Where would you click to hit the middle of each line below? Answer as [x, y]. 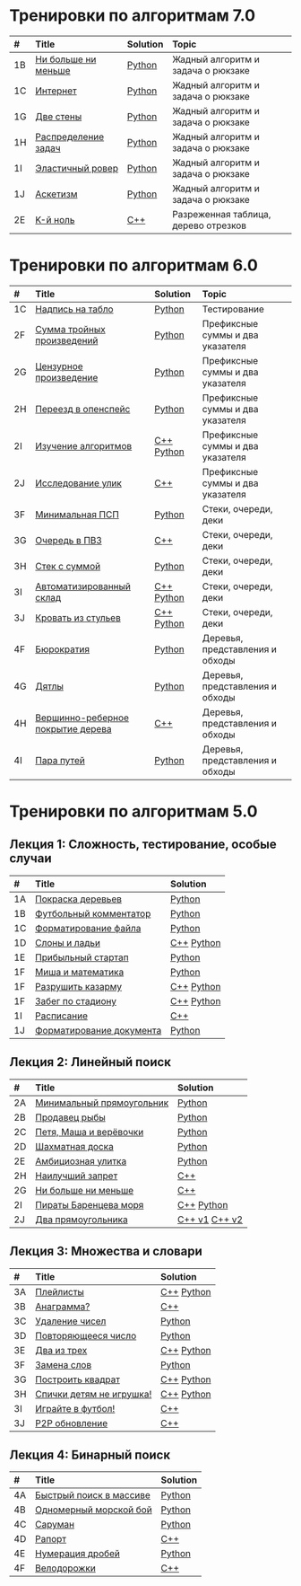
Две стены [59, 116]
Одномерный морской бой [94, 1510]
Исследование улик [79, 483]
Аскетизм [56, 194]
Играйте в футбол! [75, 1408]
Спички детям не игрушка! [94, 1394]
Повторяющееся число [86, 1335]
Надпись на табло [74, 309]
